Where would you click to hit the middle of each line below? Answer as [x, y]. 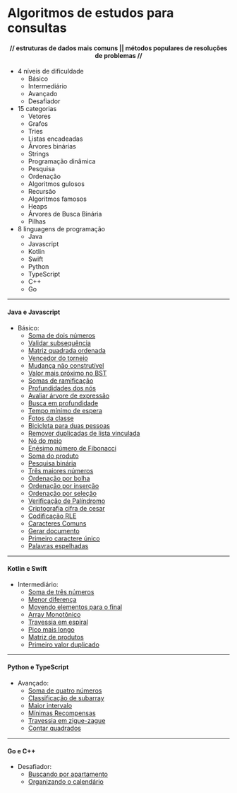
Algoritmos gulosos [56, 184]
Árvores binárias [52, 146]
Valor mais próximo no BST [67, 373]
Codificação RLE [52, 516]
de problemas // [119, 55]
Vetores [39, 116]
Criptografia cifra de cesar [67, 508]
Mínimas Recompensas [62, 713]
